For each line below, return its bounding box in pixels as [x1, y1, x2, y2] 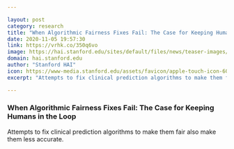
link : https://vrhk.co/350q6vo [7, 42, 98, 49]
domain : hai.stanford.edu [7, 55, 82, 62]
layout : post [7, 16, 45, 23]
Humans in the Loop [7, 112, 77, 121]
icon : [7, 67, 23, 75]
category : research [7, 22, 64, 30]
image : [7, 49, 26, 55]
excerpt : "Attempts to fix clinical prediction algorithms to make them [7, 74, 223, 81]
